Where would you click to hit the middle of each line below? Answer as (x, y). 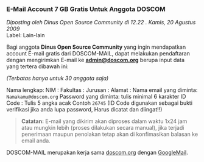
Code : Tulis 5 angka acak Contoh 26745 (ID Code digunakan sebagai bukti (100, 103)
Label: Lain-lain (26, 35)
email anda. (36, 141)
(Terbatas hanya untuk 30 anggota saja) (58, 79)
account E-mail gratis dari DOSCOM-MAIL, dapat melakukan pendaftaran (98, 54)
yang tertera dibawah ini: (37, 66)
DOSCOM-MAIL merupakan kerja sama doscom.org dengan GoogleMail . (97, 153)
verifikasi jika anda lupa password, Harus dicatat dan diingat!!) (84, 110)
